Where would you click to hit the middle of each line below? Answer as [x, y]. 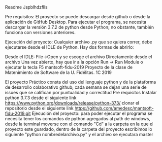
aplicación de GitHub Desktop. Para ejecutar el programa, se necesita [76, 22]
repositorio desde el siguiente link [39, 108]
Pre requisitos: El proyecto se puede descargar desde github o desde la [78, 17]
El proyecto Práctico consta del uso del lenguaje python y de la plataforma [81, 82]
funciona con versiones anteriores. [40, 32]
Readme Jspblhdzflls [26, 7]
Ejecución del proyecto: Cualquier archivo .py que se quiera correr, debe [79, 42]
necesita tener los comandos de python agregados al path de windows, [78, 119]
